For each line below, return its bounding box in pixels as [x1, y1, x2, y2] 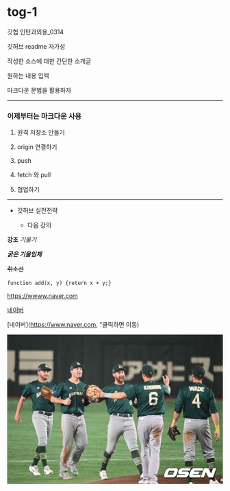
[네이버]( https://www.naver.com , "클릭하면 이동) [7, 321, 140, 329]
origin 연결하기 [16, 143, 57, 151]
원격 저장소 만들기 [16, 128, 65, 137]
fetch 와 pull [16, 171, 51, 179]
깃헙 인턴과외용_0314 [7, 27, 64, 36]
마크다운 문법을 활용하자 [7, 86, 72, 94]
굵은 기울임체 [7, 250, 42, 258]
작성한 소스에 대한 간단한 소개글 [7, 56, 92, 65]
